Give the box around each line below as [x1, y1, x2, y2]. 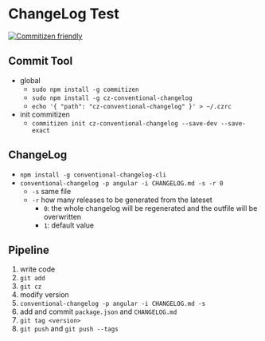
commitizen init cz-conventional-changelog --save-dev [31, 119, 217, 128]
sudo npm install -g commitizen [31, 85, 139, 93]
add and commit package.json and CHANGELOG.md [19, 307, 177, 316]
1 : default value [43, 220, 94, 230]
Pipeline [8, 243, 50, 256]
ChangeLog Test [8, 5, 119, 23]
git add [19, 275, 45, 283]
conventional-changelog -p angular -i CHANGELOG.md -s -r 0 [19, 179, 224, 188]
